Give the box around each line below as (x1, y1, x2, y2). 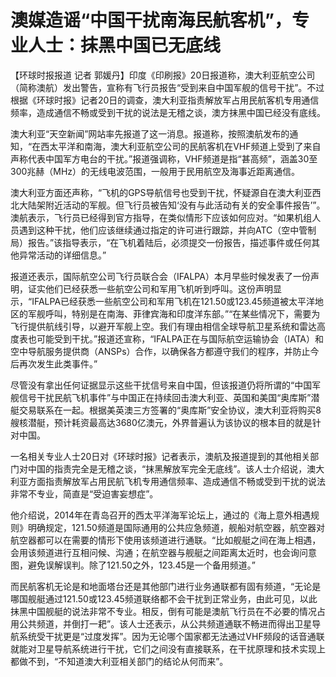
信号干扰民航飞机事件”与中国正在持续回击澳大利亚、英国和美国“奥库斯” (18, 391, 312, 403)
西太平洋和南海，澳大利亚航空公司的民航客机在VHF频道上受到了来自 (40, 140, 322, 152)
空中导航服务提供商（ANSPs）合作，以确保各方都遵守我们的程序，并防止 (10, 345, 311, 357)
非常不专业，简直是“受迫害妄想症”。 (10, 487, 159, 500)
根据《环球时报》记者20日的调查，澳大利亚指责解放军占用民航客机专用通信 (10, 94, 320, 106)
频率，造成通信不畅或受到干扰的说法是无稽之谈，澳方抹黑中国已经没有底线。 (10, 106, 326, 118)
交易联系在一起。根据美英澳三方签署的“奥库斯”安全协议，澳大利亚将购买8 (18, 404, 322, 416)
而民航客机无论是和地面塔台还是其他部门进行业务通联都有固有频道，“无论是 (10, 580, 322, 592)
